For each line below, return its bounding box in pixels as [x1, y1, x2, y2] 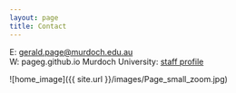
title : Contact [9, 22, 67, 31]
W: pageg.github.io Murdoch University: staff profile [9, 56, 204, 67]
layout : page [9, 13, 59, 23]
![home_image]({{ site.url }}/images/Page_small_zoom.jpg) [9, 73, 229, 84]
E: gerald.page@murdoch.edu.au [9, 46, 133, 57]
